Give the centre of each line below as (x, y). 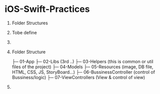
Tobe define (24, 32)
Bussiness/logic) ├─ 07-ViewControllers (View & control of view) (78, 77)
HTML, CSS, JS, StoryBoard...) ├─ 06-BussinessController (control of (83, 72)
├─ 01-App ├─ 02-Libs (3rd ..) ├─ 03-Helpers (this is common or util (82, 61)
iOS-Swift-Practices (47, 9)
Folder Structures (30, 23)
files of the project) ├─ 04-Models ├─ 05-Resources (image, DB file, (82, 67)
